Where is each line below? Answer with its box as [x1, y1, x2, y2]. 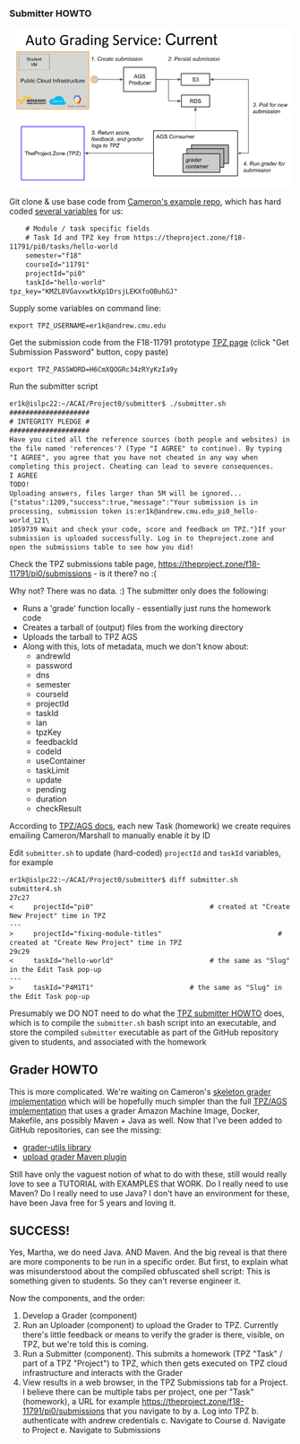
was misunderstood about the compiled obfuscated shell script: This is [9, 1266, 271, 1277]
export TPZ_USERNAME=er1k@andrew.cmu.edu [9, 321, 167, 330]
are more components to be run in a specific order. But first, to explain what [9, 1256, 288, 1267]
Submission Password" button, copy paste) [9, 346, 169, 357]
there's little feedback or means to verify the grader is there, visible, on [21, 1329, 285, 1340]
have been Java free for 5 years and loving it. [9, 1197, 176, 1208]
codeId [35, 746, 63, 757]
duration [35, 793, 67, 804]
